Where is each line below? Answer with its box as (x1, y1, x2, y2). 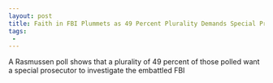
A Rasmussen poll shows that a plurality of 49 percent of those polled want (8, 57, 260, 67)
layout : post (8, 11, 53, 20)
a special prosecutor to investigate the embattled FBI (8, 66, 185, 76)
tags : (8, 27, 27, 35)
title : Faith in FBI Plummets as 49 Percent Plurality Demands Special (8, 20, 256, 28)
